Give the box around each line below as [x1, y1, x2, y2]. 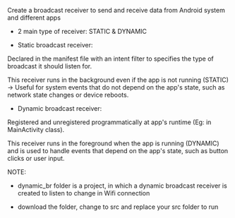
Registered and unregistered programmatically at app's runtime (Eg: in [7, 118, 212, 126]
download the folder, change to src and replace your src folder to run [17, 202, 219, 211]
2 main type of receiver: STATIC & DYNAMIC [17, 28, 147, 35]
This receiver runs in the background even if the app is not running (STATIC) [7, 75, 229, 84]
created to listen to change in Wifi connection [17, 189, 150, 197]
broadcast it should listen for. [7, 62, 92, 70]
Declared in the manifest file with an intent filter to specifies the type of [7, 54, 214, 63]
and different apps [7, 13, 61, 22]
